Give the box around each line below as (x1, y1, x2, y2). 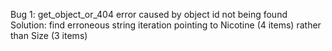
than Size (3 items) (10, 30, 88, 41)
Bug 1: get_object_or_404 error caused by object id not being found (10, 9, 288, 20)
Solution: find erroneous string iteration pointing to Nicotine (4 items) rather (10, 19, 322, 31)
